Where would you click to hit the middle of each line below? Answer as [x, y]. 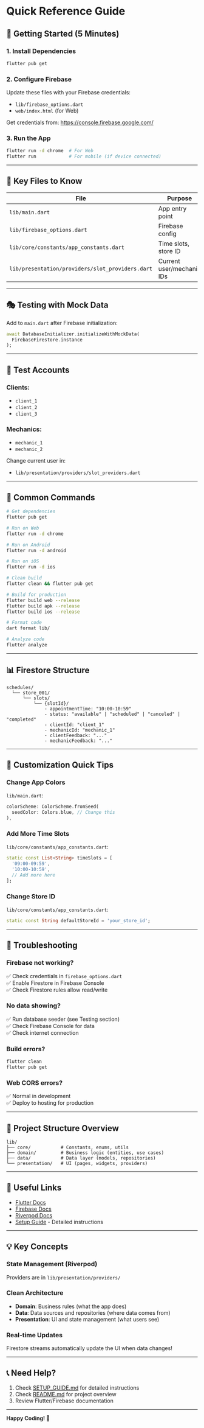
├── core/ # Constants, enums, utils [68, 1147]
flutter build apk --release [43, 606]
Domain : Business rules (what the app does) [71, 1306]
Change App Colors [36, 782]
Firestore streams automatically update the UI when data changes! [90, 1348]
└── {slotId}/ [51, 703]
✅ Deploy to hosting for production [50, 1103]
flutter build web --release [43, 600]
